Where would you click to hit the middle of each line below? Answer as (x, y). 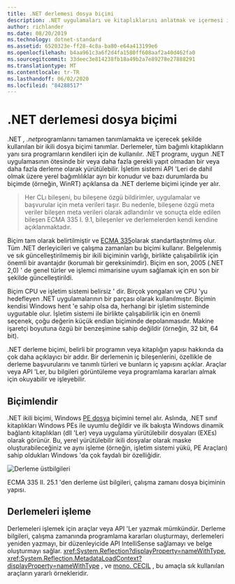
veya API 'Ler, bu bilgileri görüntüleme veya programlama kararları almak (112, 372)
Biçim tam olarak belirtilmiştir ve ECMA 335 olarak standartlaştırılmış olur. (112, 241)
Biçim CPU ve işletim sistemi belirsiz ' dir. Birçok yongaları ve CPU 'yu (107, 292)
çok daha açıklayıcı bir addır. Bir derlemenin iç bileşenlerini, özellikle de (109, 357)
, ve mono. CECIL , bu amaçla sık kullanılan (163, 565)
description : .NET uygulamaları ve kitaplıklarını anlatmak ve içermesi (115, 20)
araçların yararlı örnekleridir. (48, 573)
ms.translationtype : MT (42, 66)
